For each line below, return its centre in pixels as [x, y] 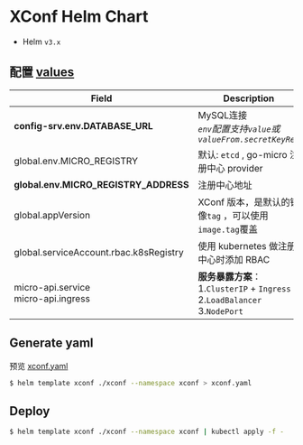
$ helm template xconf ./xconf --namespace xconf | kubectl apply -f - [147, 432]
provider [245, 168]
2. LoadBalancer [230, 300]
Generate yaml [51, 343]
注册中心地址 [225, 185]
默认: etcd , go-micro [243, 154]
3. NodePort [220, 311]
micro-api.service [52, 287]
